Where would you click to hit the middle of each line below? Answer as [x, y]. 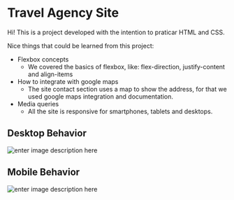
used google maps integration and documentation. [100, 97]
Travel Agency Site [63, 13]
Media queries [38, 103]
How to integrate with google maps [68, 81]
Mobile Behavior [44, 172]
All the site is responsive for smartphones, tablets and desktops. [120, 111]
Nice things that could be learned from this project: [81, 45]
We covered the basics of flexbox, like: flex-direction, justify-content [126, 66]
